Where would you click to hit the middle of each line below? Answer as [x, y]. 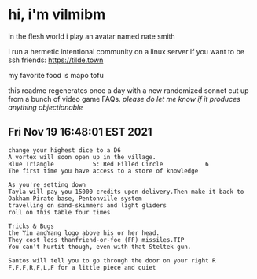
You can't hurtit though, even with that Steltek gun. [100, 247]
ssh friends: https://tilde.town [56, 60]
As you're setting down [47, 184]
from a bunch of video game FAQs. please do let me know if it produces [125, 99]
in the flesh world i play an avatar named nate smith [92, 36]
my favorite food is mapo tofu [56, 75]
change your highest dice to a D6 [65, 150]
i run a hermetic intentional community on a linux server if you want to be [127, 51]
